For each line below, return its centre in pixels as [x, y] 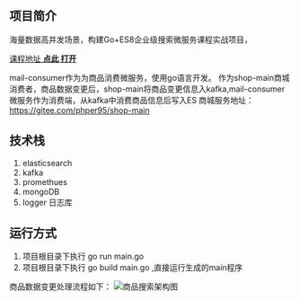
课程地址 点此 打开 [43, 58]
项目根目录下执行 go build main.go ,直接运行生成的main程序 [132, 268]
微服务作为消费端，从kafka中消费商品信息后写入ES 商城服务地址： [132, 100]
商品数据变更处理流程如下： [61, 287]
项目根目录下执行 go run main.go [83, 256]
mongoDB [41, 191]
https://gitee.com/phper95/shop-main [79, 110]
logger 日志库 [48, 202]
